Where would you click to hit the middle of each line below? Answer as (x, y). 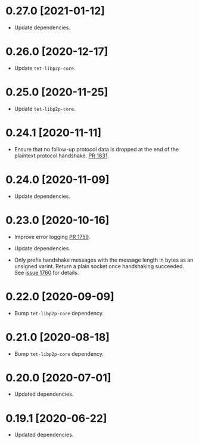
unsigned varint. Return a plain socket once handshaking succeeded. (99, 266)
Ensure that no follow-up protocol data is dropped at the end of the (97, 149)
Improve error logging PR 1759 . (52, 237)
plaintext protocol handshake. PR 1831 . (62, 156)
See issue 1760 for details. (46, 272)
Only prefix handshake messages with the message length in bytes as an (104, 260)
